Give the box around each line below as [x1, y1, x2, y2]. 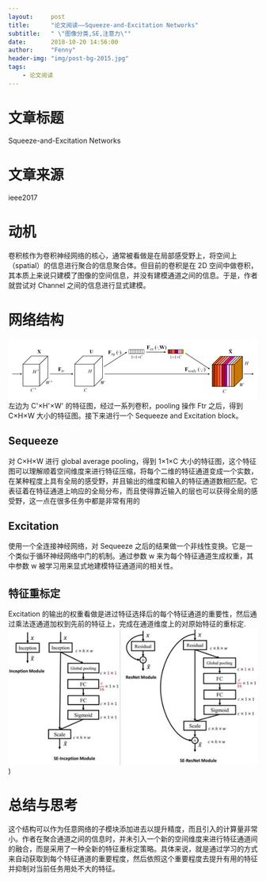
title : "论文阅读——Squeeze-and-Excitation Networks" [8, 21, 199, 29]
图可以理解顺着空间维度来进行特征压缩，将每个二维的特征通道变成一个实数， [8, 466, 258, 476]
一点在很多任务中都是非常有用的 [35, 496, 140, 505]
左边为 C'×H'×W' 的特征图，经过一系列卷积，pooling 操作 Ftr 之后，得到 [8, 400, 244, 410]
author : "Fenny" [8, 46, 77, 55]
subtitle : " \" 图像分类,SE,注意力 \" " [8, 29, 131, 37]
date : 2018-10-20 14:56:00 [8, 38, 119, 46]
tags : [8, 63, 26, 71]
